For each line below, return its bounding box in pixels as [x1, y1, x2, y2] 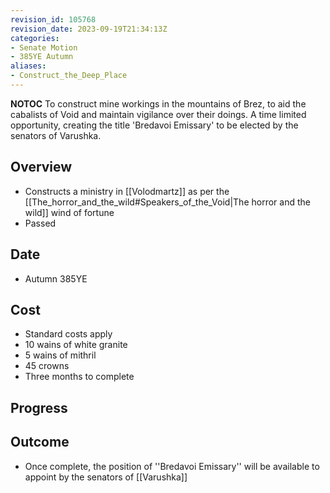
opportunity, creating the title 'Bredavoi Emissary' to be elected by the [10, 119, 299, 131]
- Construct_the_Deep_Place [10, 71, 128, 81]
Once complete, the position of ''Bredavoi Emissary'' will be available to [24, 460, 320, 472]
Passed [24, 217, 57, 229]
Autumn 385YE [24, 272, 88, 285]
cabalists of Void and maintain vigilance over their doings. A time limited [10, 108, 307, 120]
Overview [10, 159, 73, 176]
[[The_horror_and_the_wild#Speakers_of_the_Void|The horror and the [24, 196, 311, 208]
